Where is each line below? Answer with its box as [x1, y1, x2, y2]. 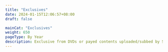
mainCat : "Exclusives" [5, 25, 52, 30]
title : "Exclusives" [5, 7, 48, 12]
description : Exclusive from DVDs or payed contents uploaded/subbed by [5, 39, 160, 45]
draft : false [5, 16, 32, 21]
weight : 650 [5, 30, 30, 35]
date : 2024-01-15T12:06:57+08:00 [5, 12, 75, 17]
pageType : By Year [5, 35, 43, 40]
